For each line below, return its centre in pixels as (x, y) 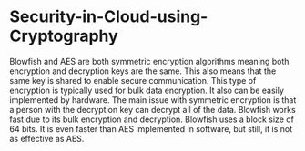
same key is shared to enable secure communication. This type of (133, 80)
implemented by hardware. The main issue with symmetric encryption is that (153, 100)
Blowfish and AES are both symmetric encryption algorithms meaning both (149, 61)
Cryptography (64, 36)
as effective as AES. (47, 138)
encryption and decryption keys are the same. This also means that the (143, 71)
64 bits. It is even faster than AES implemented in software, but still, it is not (151, 128)
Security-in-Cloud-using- (109, 17)
